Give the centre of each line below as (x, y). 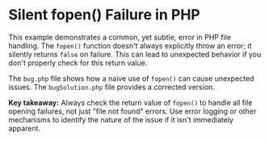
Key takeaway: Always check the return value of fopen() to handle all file (130, 102)
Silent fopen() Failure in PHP (104, 15)
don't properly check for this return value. (78, 63)
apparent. (25, 128)
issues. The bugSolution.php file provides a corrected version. (112, 87)
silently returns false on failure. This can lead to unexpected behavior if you (135, 54)
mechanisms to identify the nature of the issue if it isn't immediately (121, 119)
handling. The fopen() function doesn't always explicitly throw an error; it (130, 45)
